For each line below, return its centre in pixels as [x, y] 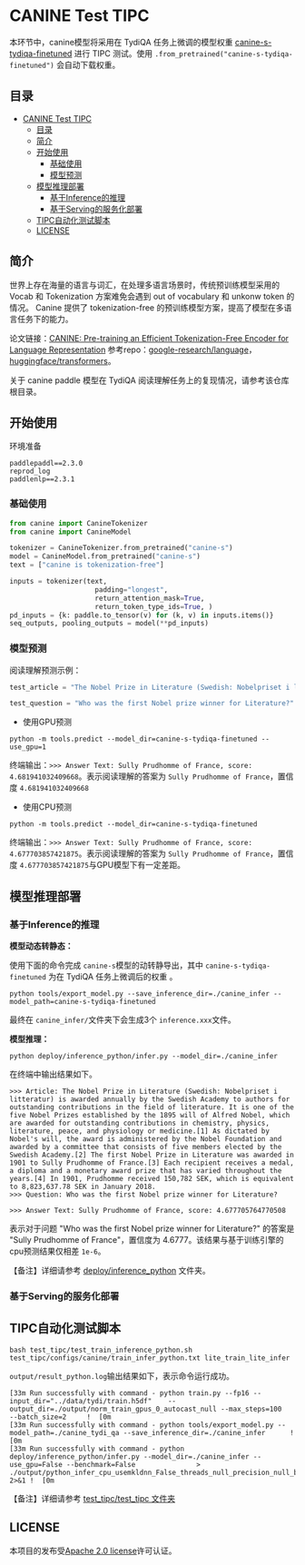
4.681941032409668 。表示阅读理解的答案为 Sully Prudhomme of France [140, 776]
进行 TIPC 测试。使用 [113, 53]
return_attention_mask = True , [150, 598]
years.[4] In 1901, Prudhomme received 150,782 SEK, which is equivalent [152, 1179]
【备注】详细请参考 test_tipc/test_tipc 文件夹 [92, 1498]
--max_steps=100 [251, 1409]
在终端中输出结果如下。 [53, 1074]
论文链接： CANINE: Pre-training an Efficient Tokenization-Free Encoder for [149, 338]
